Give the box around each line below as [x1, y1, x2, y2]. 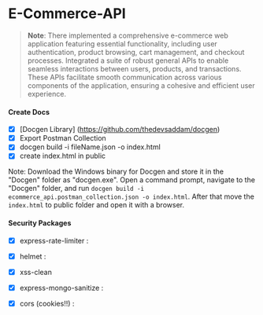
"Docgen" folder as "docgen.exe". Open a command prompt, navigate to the [8, 175, 256, 185]
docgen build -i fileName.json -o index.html [19, 142, 161, 152]
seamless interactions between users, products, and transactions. [27, 64, 242, 73]
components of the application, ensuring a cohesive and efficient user [27, 80, 256, 90]
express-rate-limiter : [19, 236, 89, 245]
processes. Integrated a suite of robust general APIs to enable [27, 56, 229, 65]
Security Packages [8, 218, 72, 228]
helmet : [19, 251, 46, 261]
